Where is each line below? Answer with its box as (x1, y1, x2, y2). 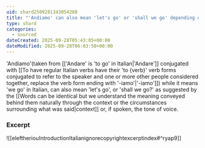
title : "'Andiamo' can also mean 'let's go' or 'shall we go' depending (6, 15, 195, 21)
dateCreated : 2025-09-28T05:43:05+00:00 (6, 37, 111, 43)
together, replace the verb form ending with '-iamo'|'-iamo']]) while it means (6, 79, 198, 86)
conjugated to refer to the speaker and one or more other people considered (6, 73, 199, 80)
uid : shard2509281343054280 (6, 9, 78, 15)
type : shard (6, 20, 37, 26)
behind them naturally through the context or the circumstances (6, 98, 167, 106)
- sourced (12, 32, 37, 38)
